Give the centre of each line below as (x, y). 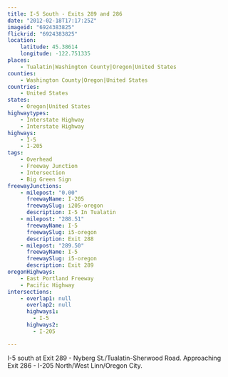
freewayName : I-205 (55, 199)
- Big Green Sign (46, 179)
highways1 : (42, 312)
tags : (15, 153)
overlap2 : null (49, 305)
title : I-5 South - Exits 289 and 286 (65, 14)
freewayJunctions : (35, 186)
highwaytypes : (28, 113)
